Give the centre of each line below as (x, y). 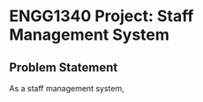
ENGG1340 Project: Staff (101, 16)
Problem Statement (64, 67)
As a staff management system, (67, 88)
